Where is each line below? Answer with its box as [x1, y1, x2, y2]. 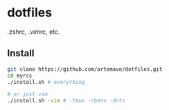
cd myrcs [7, 72, 33, 79]
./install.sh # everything [7, 78, 85, 85]
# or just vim [7, 91, 48, 98]
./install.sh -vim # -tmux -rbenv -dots [7, 98, 126, 104]
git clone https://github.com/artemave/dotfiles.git [7, 65, 163, 73]
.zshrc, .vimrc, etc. [7, 27, 60, 36]
